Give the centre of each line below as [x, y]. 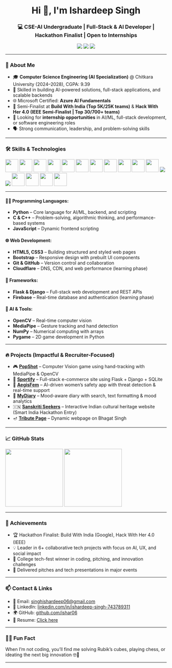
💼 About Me [20, 65]
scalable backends [33, 95]
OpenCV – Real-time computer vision [52, 320]
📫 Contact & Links [29, 588]
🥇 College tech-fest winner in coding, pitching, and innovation [78, 559]
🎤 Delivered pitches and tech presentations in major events [75, 570]
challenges [24, 564]
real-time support [31, 390]
